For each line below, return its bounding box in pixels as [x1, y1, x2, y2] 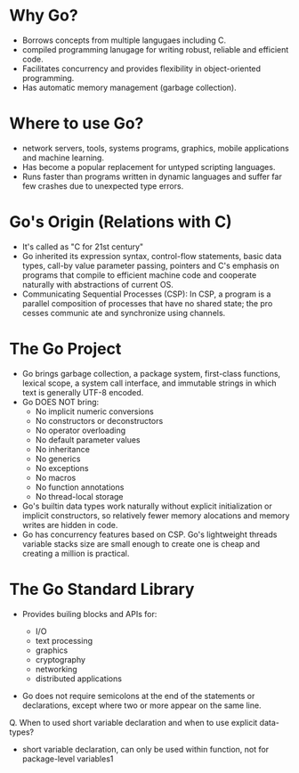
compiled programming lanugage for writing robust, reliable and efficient [21, 44, 289, 54]
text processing [35, 635, 93, 646]
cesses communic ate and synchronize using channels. [21, 307, 226, 318]
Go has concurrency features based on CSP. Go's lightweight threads [21, 529, 278, 540]
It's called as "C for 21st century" [21, 241, 144, 252]
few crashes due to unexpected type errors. [21, 180, 184, 191]
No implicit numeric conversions [35, 406, 154, 417]
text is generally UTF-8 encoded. [21, 386, 144, 397]
